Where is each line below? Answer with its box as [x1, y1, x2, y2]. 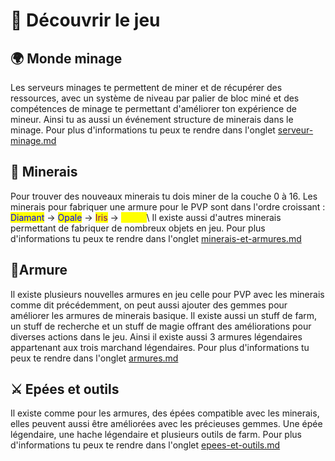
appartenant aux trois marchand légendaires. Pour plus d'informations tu [10, 341, 310, 353]
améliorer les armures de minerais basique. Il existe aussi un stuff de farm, [10, 309, 318, 321]
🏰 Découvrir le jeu [10, 9, 161, 32]
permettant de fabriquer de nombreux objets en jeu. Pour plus [10, 222, 266, 234]
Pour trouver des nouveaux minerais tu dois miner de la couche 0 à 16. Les [10, 190, 318, 202]
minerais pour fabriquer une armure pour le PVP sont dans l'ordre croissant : [10, 200, 326, 213]
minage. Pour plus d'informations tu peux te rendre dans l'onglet [10, 124, 276, 136]
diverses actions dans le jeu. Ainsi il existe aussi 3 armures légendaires [10, 330, 303, 343]
